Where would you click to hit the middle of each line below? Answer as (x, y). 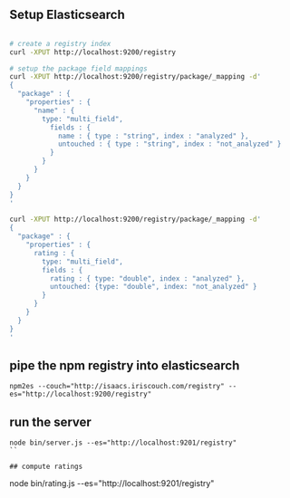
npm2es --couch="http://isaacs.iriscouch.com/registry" (117, 387)
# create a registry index (60, 43)
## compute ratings (46, 467)
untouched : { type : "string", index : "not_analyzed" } (169, 144)
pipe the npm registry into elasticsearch (125, 365)
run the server (51, 421)
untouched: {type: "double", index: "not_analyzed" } (153, 287)
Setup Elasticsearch (67, 15)
